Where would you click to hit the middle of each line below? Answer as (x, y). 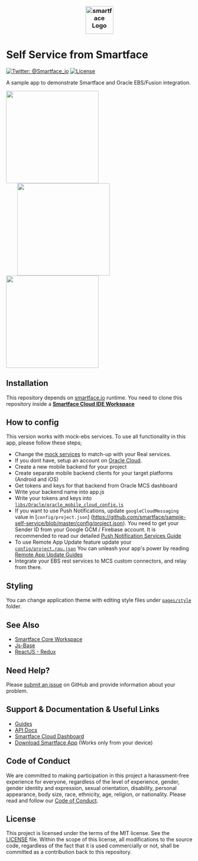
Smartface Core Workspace (48, 639)
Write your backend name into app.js (59, 492)
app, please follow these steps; (44, 443)
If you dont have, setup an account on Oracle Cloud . (78, 460)
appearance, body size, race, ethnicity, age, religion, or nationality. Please (96, 794)
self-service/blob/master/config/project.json (69, 524)
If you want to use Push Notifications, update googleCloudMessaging (97, 511)
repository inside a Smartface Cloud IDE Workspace (70, 404)
